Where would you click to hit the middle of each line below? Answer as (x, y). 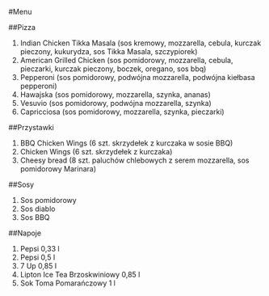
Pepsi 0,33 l (40, 249)
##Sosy (21, 184)
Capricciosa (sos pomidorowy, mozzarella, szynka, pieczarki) (122, 112)
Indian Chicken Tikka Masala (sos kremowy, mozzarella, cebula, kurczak (141, 43)
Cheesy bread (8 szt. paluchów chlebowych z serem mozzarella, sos (134, 160)
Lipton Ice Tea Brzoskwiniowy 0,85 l (80, 275)
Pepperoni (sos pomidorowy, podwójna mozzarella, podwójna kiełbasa (138, 77)
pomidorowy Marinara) (58, 169)
